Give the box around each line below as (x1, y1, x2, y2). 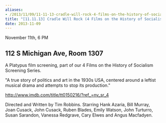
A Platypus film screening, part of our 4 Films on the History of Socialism (5, 62, 154, 68)
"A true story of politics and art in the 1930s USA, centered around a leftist (5, 77, 156, 83)
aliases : (5, 7, 23, 12)
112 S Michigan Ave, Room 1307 (5, 49, 104, 58)
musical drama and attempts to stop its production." (5, 82, 111, 88)
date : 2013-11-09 (5, 21, 41, 26)
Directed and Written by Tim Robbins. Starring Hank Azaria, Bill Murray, (5, 102, 150, 108)
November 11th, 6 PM (5, 35, 48, 41)
